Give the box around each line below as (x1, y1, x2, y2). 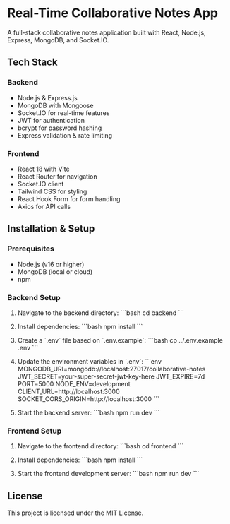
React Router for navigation (17, 172, 97, 181)
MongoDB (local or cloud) (17, 267, 93, 276)
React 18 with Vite (17, 165, 70, 173)
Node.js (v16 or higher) (17, 260, 85, 268)
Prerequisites (7, 244, 54, 254)
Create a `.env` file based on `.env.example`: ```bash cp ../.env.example (17, 335, 224, 344)
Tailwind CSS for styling (17, 187, 87, 196)
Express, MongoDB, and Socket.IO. (7, 35, 109, 44)
